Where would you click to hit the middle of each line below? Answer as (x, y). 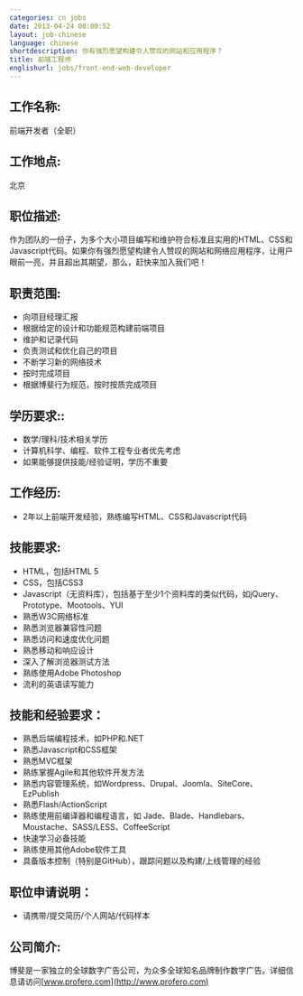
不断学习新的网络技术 (62, 362)
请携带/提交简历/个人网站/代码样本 (86, 916)
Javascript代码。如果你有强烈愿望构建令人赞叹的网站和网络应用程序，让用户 (151, 251)
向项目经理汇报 (50, 317)
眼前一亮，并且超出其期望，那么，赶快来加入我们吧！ (108, 262)
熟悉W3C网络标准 (55, 616)
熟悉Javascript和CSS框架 (69, 749)
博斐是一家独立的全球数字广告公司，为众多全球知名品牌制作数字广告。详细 (147, 970)
